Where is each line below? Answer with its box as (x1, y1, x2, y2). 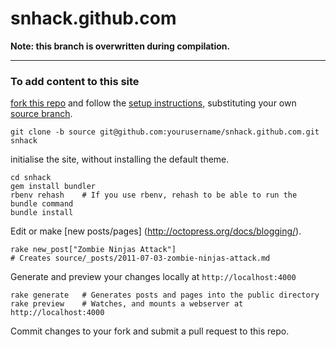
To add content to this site (10, 74, 140, 88)
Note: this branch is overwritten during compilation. (10, 40, 231, 52)
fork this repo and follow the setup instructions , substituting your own (10, 97, 297, 109)
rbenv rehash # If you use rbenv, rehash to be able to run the (10, 190, 298, 201)
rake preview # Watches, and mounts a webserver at (10, 299, 244, 309)
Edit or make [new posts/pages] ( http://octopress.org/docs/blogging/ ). (10, 225, 302, 237)
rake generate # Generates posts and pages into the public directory (10, 290, 320, 301)
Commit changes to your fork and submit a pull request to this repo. (10, 325, 290, 337)
